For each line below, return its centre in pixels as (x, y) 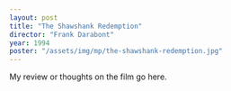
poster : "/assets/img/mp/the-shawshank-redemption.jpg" (116, 51)
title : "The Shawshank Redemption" (76, 26)
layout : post (34, 18)
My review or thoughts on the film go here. (89, 77)
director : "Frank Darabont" (62, 34)
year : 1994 (30, 43)
